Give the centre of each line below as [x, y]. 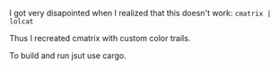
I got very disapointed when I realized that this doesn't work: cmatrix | [140, 13]
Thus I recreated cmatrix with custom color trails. [100, 38]
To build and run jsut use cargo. [68, 56]
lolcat [22, 22]
